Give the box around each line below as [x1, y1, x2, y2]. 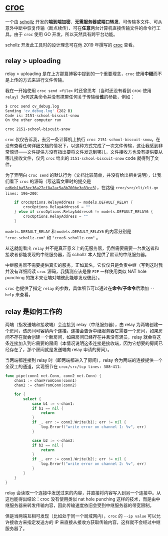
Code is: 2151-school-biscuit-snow [5, 113, 79, 118]
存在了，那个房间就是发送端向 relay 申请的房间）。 [9, 347, 112, 353]
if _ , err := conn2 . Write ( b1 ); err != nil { [31, 420, 126, 425]
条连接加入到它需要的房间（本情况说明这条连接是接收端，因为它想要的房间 [5, 340, 158, 346]
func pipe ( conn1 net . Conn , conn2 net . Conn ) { [5, 373, 101, 379]
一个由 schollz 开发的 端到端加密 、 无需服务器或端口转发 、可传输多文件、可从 [5, 19, 162, 25]
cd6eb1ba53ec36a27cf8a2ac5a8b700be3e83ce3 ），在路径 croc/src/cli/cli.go [5, 185, 158, 191]
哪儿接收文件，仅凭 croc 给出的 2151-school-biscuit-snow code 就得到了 [5, 155, 155, 161]
